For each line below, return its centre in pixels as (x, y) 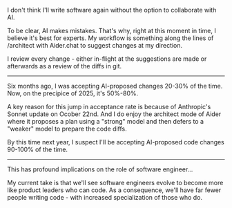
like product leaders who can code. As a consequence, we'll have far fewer (114, 190)
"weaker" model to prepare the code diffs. (67, 129)
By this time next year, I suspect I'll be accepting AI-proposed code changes (116, 142)
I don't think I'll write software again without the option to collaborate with (112, 10)
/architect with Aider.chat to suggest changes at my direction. (95, 45)
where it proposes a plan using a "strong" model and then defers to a (106, 121)
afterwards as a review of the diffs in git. (65, 66)
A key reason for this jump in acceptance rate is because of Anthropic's (109, 107)
